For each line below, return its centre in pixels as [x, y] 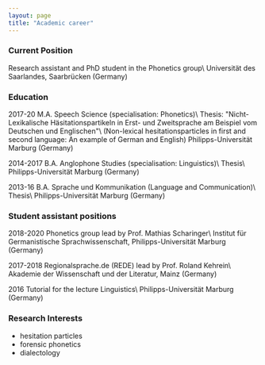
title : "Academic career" [51, 23]
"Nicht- [237, 114]
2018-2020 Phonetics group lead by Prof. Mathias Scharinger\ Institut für [128, 233]
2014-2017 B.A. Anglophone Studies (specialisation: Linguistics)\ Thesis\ [127, 163]
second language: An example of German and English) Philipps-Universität [130, 140]
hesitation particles [51, 336]
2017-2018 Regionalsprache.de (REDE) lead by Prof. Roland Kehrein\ [120, 266]
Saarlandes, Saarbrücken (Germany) [68, 76]
